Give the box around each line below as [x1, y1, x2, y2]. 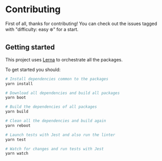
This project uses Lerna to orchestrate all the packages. [5, 56, 123, 62]
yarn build [5, 109, 29, 114]
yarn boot [5, 95, 27, 100]
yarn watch [5, 151, 29, 156]
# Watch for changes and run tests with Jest [5, 146, 104, 151]
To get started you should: [5, 66, 61, 73]
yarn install [5, 81, 33, 86]
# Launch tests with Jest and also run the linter [5, 132, 115, 137]
